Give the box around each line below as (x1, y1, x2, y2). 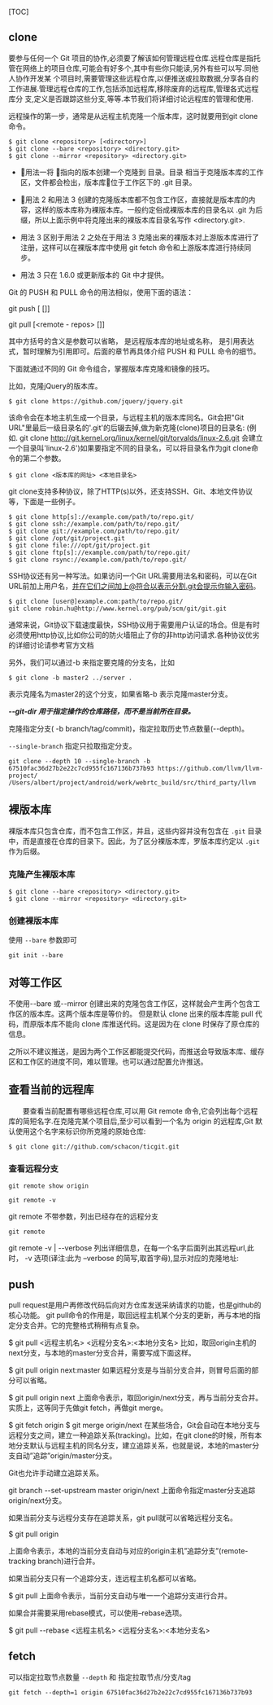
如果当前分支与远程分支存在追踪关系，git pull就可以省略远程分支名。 (8, 1513, 238, 1523)
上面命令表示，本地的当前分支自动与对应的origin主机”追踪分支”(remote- (8, 1545, 249, 1555)
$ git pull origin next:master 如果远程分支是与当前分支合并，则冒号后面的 (8, 1364, 252, 1375)
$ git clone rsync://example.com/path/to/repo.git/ (8, 556, 187, 564)
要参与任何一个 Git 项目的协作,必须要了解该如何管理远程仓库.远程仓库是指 (8, 53, 254, 63)
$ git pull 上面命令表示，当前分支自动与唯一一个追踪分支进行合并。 (8, 1590, 232, 1600)
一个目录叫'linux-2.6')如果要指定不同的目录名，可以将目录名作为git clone (8, 443, 252, 453)
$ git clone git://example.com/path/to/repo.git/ (8, 527, 180, 535)
